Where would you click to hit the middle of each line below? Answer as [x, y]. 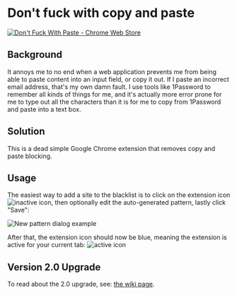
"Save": [18, 210]
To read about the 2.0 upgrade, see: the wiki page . [81, 284]
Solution [26, 132]
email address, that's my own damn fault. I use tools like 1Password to [109, 87]
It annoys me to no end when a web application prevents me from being [112, 71]
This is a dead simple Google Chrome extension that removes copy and [111, 148]
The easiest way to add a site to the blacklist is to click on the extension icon [119, 195]
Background [35, 55]
